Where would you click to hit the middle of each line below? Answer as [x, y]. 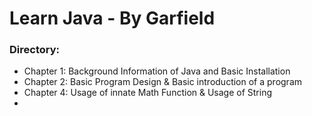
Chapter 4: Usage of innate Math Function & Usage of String [148, 93]
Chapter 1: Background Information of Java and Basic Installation [157, 71]
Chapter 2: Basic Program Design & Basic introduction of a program [163, 82]
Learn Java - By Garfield [112, 18]
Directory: [34, 50]
